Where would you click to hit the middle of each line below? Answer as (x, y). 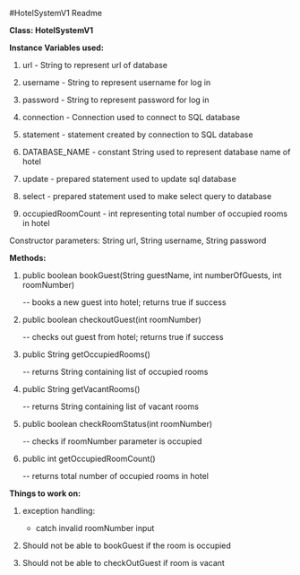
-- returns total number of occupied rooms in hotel (115, 476)
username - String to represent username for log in (116, 83)
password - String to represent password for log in (116, 100)
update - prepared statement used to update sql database (129, 179)
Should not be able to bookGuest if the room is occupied (126, 545)
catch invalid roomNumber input (95, 528)
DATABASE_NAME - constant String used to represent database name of (156, 152)
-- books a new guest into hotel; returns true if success (124, 302)
